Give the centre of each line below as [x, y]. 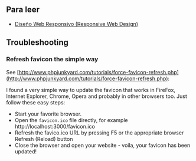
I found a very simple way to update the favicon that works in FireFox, [91, 90]
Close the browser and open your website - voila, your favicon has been [102, 145]
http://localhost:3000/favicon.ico [55, 126]
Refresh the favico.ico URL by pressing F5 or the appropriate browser [99, 133]
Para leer [23, 10]
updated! [26, 151]
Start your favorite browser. [48, 114]
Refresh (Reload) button [44, 139]
